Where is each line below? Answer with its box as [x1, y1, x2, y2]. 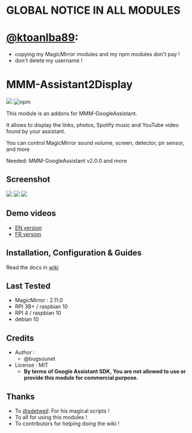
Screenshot [6, 174, 51, 185]
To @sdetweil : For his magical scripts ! [14, 407, 110, 415]
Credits [6, 333, 35, 343]
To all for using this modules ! [14, 413, 88, 420]
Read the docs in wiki [6, 264, 59, 271]
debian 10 [14, 316, 39, 323]
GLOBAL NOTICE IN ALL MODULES [6, 4, 181, 17]
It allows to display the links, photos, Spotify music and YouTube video [6, 122, 179, 129]
